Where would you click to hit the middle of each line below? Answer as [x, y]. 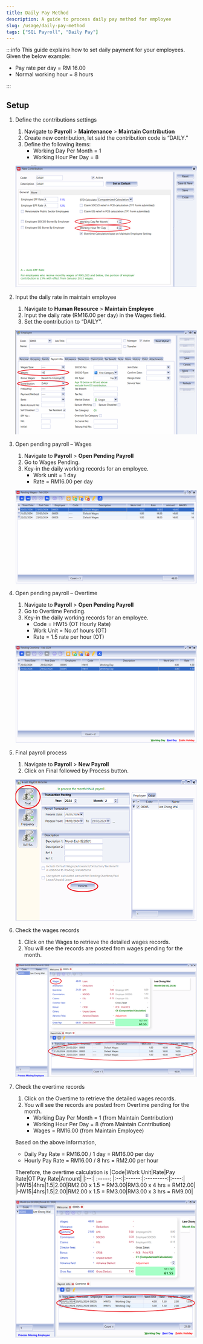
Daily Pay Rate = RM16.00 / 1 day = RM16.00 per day [89, 1154]
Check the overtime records [50, 1087]
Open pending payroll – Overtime [56, 593]
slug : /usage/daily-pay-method [46, 25]
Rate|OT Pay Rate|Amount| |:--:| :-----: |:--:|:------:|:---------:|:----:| [100, 1179]
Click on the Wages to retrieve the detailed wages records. [97, 942]
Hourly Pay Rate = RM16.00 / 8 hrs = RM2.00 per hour [91, 1161]
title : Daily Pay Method [37, 13]
